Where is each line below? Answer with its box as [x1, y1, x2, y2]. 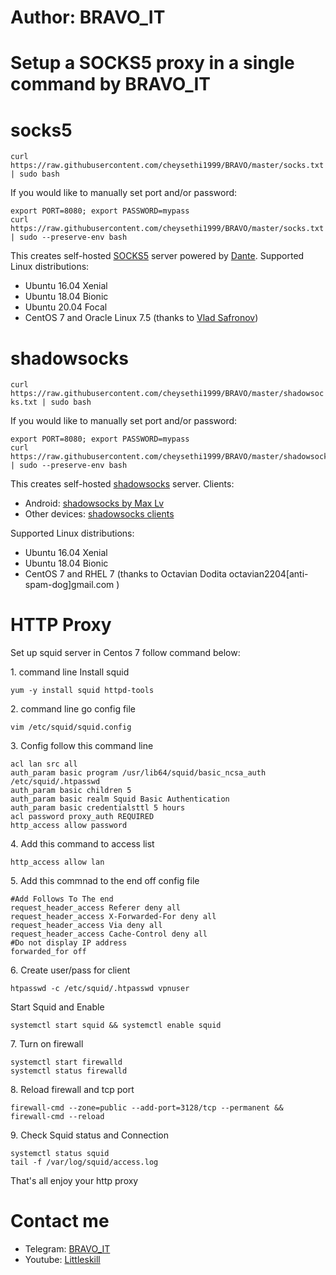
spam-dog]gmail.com [24, 579, 115, 591]
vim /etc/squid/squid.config [10, 722, 132, 733]
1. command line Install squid [10, 666, 130, 678]
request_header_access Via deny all [10, 921, 163, 931]
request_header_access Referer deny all [10, 903, 182, 913]
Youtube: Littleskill [24, 1254, 101, 1266]
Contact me [10, 1210, 110, 1233]
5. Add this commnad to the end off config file [10, 875, 200, 887]
